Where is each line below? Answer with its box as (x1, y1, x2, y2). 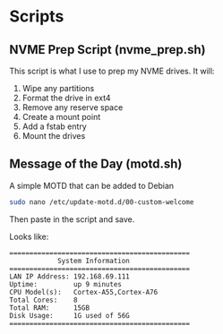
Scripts (9, 6, 64, 27)
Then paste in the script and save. (9, 213, 135, 225)
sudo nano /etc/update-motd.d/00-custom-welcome (9, 197, 194, 207)
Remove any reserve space (21, 102, 124, 113)
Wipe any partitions (21, 83, 95, 93)
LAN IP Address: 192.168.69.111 (9, 271, 130, 281)
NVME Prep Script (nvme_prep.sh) (9, 42, 206, 57)
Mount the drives (21, 131, 86, 141)
